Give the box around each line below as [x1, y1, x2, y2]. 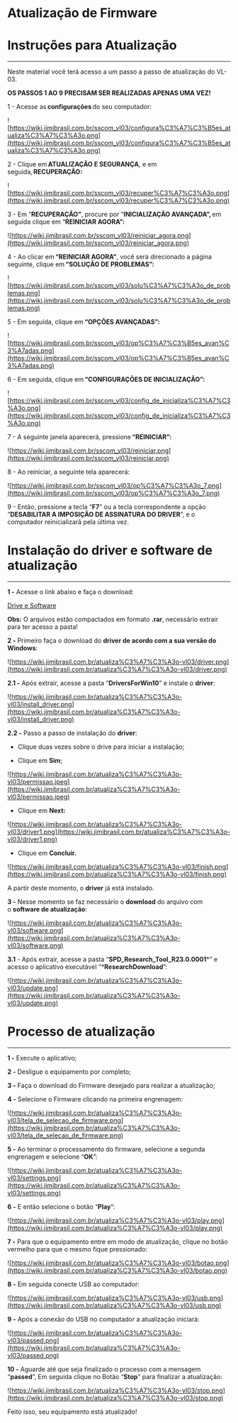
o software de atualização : [7, 905, 87, 914]
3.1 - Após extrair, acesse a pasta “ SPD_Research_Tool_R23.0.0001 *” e [7, 955, 218, 964]
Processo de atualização [7, 1024, 156, 1040]
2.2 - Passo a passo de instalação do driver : [7, 729, 137, 737]
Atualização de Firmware [7, 5, 157, 21]
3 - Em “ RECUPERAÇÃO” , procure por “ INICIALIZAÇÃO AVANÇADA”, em [7, 210, 222, 219]
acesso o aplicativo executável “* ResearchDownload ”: [7, 963, 168, 971]
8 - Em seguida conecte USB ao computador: [7, 1280, 140, 1288]
